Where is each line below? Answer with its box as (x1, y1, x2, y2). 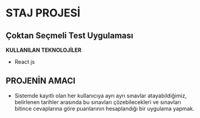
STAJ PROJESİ (5, 6, 80, 20)
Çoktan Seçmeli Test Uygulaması (5, 30, 134, 41)
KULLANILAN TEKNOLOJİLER (5, 46, 81, 54)
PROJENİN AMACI (5, 76, 75, 86)
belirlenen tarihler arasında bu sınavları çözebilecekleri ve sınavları (14, 98, 182, 106)
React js (14, 58, 35, 65)
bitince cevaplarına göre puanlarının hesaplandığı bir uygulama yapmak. (14, 105, 195, 112)
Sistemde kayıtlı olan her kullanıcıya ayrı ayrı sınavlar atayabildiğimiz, (14, 92, 187, 99)
